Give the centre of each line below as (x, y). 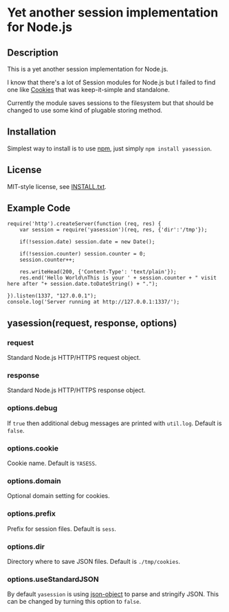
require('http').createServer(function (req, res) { (84, 224)
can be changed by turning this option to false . (74, 602)
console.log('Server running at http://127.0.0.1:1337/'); (94, 302)
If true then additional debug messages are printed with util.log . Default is (115, 423)
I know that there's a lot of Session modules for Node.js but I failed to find (111, 82)
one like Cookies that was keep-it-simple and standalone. (88, 90)
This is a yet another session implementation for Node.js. (88, 69)
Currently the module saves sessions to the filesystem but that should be (111, 103)
